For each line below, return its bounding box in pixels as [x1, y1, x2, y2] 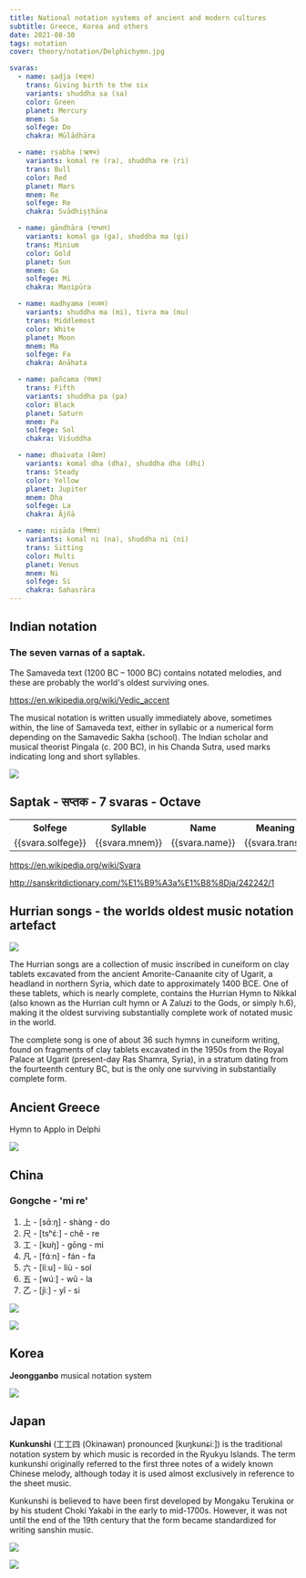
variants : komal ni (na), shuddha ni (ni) [25, 534, 189, 544]
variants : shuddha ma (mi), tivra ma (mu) [25, 308, 189, 317]
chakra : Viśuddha [25, 434, 92, 443]
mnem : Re [25, 190, 59, 199]
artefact [9, 917, 56, 933]
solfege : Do [25, 123, 71, 132]
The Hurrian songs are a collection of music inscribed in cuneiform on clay [9, 959, 290, 970]
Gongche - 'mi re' [9, 1195, 88, 1207]
